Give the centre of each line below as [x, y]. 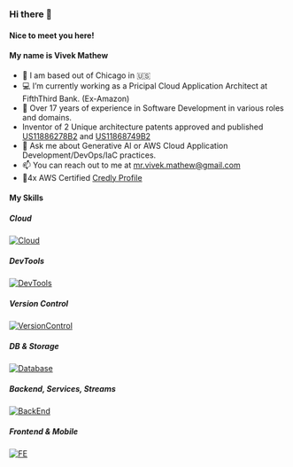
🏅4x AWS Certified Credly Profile [82, 177]
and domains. [47, 117]
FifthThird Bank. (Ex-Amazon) [76, 98]
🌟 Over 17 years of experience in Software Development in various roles [153, 108]
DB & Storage [34, 346]
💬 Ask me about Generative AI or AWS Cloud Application [125, 145]
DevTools [27, 261]
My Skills [27, 198]
